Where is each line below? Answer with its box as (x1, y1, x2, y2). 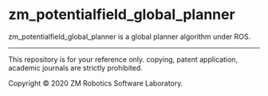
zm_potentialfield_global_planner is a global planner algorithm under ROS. (8, 32, 251, 41)
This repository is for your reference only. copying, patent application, (8, 54, 238, 64)
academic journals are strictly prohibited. (8, 63, 144, 72)
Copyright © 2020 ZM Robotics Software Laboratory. (8, 78, 183, 88)
